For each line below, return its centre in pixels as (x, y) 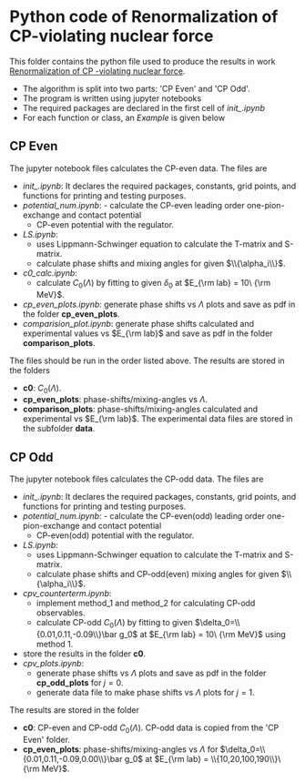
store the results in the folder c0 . (84, 654)
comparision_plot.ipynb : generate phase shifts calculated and (138, 323)
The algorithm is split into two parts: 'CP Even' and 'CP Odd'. (136, 88)
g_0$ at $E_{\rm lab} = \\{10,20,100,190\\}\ (203, 758)
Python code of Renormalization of (144, 17)
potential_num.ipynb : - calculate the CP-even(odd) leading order (144, 516)
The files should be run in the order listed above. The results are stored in (147, 361)
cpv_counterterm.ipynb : (67, 594)
